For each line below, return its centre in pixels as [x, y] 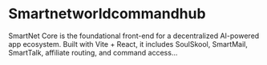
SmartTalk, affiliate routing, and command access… [93, 52]
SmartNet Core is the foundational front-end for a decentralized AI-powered [134, 36]
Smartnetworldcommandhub [107, 14]
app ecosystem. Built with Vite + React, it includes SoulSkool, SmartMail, [128, 44]
